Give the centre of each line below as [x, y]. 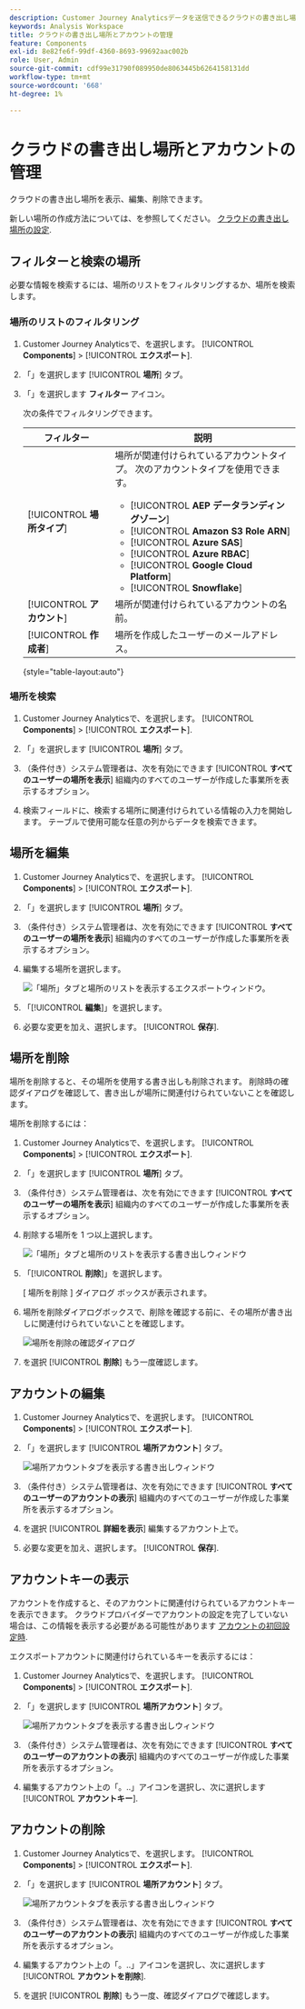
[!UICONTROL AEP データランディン [208, 505]
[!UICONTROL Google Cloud [191, 565]
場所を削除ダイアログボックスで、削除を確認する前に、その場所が [146, 1312]
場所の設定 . [31, 230]
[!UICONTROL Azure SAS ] [187, 542]
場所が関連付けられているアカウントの [197, 604]
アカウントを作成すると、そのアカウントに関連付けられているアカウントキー [152, 1603]
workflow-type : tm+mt [50, 77]
